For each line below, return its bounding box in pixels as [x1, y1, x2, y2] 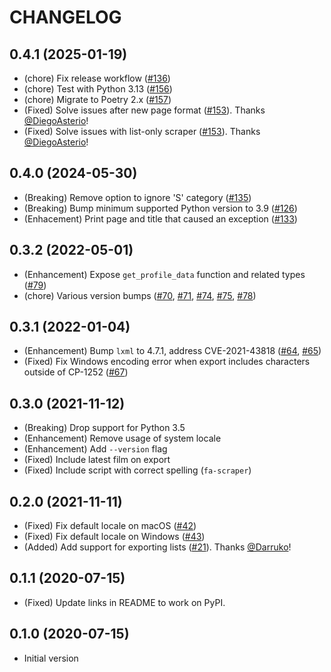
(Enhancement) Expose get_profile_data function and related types [23, 268, 306, 280]
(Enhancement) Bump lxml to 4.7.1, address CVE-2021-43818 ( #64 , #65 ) [23, 345, 322, 357]
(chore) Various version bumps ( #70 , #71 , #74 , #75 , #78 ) [23, 289, 257, 301]
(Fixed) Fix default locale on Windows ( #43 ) [23, 531, 206, 543]
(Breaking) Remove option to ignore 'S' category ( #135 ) [23, 191, 252, 203]
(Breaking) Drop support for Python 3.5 [23, 422, 186, 434]
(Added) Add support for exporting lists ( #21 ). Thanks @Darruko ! [23, 541, 292, 553]
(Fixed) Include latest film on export [23, 454, 171, 466]
